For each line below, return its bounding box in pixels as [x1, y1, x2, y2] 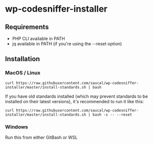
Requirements [5, 23, 49, 31]
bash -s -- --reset [92, 112, 132, 117]
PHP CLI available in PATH [12, 36, 65, 41]
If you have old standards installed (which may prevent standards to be [5, 93, 148, 99]
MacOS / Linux [5, 70, 41, 76]
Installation [5, 55, 40, 63]
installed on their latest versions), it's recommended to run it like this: [5, 98, 144, 104]
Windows [5, 123, 28, 130]
